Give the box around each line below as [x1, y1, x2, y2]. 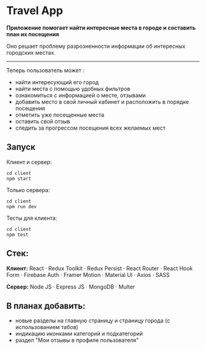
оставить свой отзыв [15, 117, 71, 125]
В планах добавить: [6, 300, 86, 311]
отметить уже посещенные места [15, 111, 105, 119]
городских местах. [6, 49, 56, 56]
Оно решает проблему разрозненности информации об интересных [6, 42, 186, 50]
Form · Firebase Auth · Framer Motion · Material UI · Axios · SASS [6, 271, 170, 278]
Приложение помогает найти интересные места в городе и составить [6, 24, 196, 31]
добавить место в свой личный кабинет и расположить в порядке [15, 98, 189, 105]
